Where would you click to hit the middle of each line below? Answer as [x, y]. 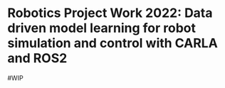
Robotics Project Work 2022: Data [110, 13]
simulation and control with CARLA [113, 43]
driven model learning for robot [101, 28]
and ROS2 [37, 59]
